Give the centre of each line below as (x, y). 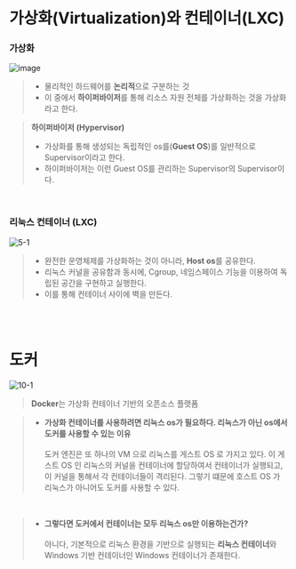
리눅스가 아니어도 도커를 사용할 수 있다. (112, 487)
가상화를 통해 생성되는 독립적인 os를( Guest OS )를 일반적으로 (150, 147)
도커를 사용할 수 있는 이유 (88, 433)
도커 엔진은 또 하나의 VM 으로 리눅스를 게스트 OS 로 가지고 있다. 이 (160, 453)
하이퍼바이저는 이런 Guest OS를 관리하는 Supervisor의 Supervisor (161, 169)
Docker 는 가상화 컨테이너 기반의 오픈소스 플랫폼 (115, 403)
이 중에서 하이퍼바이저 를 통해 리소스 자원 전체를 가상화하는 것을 (153, 98)
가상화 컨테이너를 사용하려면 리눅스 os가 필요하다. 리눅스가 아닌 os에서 (166, 422)
